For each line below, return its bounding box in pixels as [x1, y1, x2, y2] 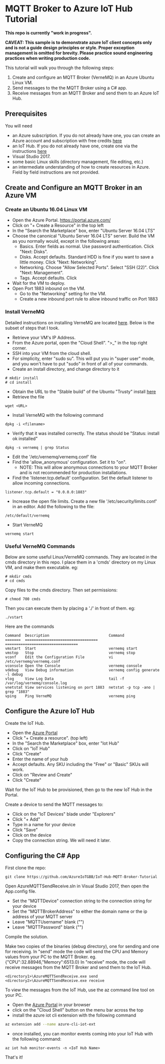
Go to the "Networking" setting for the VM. [19, 291, 107, 297]
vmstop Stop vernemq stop [5, 651, 135, 656]
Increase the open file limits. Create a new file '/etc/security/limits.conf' [12, 498, 158, 504]
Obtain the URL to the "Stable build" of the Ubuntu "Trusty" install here [12, 389, 156, 395]
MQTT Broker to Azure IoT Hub [5, 3, 133, 14]
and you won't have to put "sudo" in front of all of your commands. [12, 360, 148, 366]
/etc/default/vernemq [5, 513, 50, 518]
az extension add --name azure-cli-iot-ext [5, 1021, 96, 1026]
